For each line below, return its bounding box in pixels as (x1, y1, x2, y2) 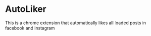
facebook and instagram (5, 25, 55, 31)
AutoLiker (5, 3, 47, 15)
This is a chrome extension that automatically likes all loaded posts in (5, 20, 146, 26)
